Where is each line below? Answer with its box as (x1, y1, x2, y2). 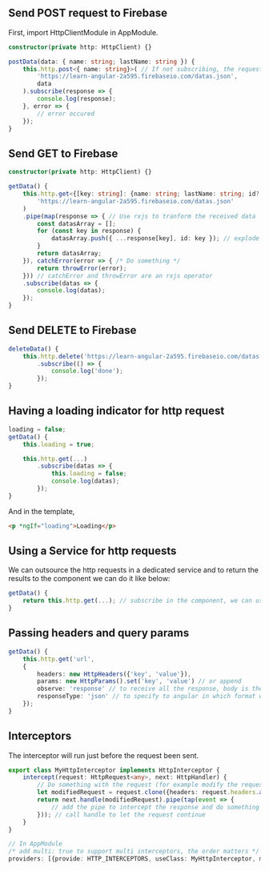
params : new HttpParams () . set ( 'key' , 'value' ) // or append (37, 677, 242, 685)
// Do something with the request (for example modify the (37, 781, 239, 789)
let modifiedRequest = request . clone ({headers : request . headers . (37, 789, 260, 797)
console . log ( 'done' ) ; (50, 367, 124, 375)
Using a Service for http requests (8, 544, 177, 558)
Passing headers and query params (8, 626, 190, 640)
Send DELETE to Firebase (8, 323, 137, 337)
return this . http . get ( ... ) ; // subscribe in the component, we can (22, 596, 252, 605)
